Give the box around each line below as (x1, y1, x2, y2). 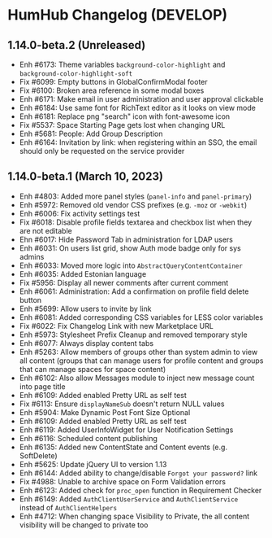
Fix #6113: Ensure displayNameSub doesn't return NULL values (19, 399, 225, 409)
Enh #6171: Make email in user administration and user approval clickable (19, 94, 264, 103)
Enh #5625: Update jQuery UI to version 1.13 (19, 459, 167, 469)
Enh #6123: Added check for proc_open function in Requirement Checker (19, 485, 262, 495)
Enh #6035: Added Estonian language (19, 269, 147, 278)
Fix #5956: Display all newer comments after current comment (19, 278, 229, 287)
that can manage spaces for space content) (19, 364, 166, 374)
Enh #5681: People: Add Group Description (19, 129, 163, 138)
